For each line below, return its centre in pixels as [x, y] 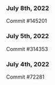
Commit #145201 [27, 21]
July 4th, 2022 [28, 64]
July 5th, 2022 [27, 36]
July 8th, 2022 [27, 8]
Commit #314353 [27, 49]
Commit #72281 [25, 77]
